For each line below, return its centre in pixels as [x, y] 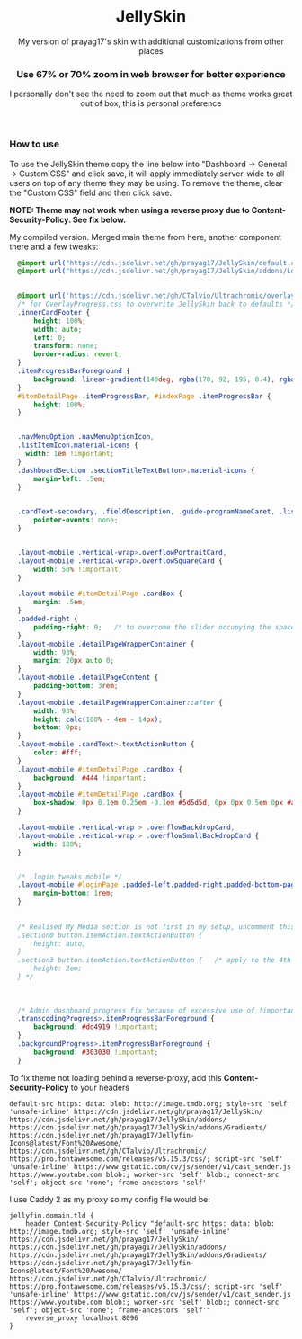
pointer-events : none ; [75, 520]
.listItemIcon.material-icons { [78, 446]
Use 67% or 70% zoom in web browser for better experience [151, 74]
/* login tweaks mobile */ [70, 877]
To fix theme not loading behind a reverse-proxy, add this [115, 1077]
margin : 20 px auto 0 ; [74, 661]
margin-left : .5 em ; [69, 478]
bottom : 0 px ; [58, 728]
